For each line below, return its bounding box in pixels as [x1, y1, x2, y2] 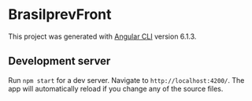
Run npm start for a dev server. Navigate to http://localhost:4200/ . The [8, 75, 245, 84]
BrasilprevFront [8, 6, 112, 24]
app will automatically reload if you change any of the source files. [8, 84, 224, 93]
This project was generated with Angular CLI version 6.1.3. [8, 32, 197, 41]
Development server [8, 54, 111, 68]
